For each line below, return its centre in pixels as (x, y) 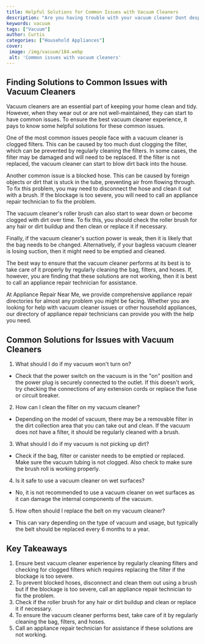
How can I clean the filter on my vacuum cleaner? (77, 407)
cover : (15, 46)
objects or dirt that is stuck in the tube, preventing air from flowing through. (101, 182)
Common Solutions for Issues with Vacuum (90, 340)
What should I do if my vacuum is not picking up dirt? (82, 444)
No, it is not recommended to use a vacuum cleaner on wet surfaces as (105, 492)
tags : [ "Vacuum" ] (28, 29)
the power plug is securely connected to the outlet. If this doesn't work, (105, 382)
